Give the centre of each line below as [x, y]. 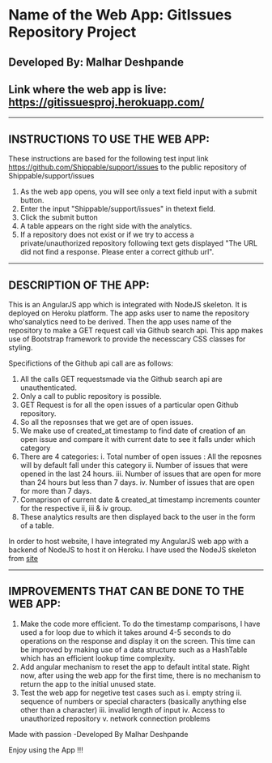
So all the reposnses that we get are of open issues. [107, 422]
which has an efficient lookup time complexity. [98, 658]
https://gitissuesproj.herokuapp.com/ [106, 102]
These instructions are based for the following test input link [108, 159]
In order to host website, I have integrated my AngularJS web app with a [129, 542]
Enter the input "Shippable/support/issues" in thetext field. [118, 209]
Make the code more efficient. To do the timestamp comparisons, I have [140, 624]
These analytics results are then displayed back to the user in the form [138, 517]
